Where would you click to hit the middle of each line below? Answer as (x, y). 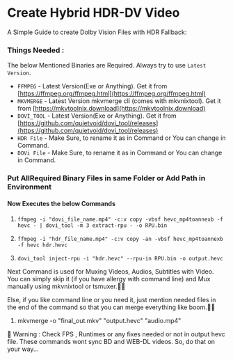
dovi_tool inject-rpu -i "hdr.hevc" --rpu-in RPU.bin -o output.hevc (120, 259)
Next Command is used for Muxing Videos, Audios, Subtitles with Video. (111, 272)
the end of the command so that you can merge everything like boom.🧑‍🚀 (111, 307)
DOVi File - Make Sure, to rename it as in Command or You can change (120, 153)
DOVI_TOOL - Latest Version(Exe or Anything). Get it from (97, 116)
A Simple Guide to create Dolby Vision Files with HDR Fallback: (97, 32)
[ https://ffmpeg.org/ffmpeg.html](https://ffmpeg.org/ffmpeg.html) (112, 94)
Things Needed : (36, 50)
